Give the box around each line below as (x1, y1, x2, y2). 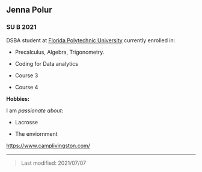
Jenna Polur (6, 5, 52, 15)
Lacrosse (14, 118, 38, 126)
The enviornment (14, 130, 58, 138)
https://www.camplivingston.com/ (6, 142, 90, 149)
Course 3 (14, 72, 38, 79)
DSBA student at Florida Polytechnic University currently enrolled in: (6, 36, 176, 44)
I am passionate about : (6, 107, 64, 114)
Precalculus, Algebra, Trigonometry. (14, 48, 105, 56)
